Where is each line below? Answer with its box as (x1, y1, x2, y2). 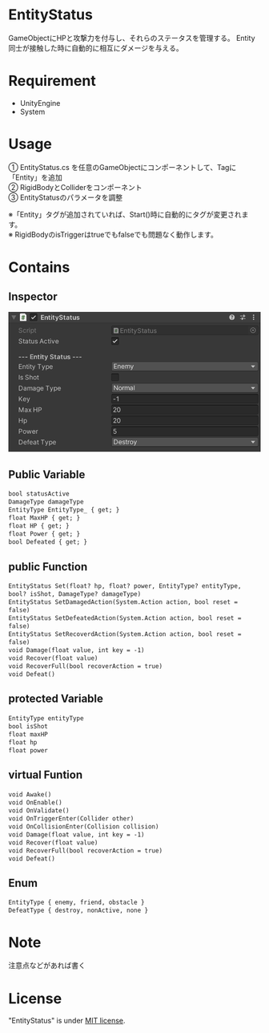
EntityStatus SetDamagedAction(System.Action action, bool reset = (8, 598, 239, 606)
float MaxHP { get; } (8, 514, 81, 522)
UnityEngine (19, 98, 61, 107)
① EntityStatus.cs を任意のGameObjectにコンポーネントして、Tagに (8, 162, 237, 172)
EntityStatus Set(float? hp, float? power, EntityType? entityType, (8, 581, 242, 590)
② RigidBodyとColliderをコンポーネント (8, 182, 143, 192)
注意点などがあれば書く (8, 961, 86, 970)
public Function (8, 560, 88, 573)
